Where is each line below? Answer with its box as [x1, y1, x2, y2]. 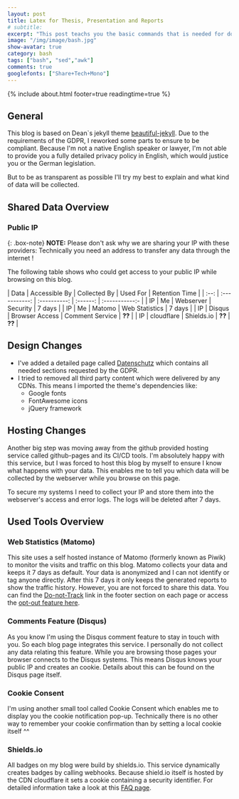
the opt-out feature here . [7, 598, 80, 607]
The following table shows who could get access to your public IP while [7, 268, 217, 276]
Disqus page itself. [7, 670, 62, 679]
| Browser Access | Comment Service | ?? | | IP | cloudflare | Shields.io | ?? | [7, 312, 230, 320]
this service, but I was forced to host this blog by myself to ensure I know [7, 458, 222, 467]
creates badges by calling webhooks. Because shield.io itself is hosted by [7, 768, 224, 777]
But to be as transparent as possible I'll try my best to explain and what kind [7, 173, 230, 181]
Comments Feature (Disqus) [7, 616, 107, 626]
